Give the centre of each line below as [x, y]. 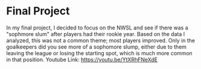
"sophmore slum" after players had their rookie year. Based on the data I [95, 34]
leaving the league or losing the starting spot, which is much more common [100, 53]
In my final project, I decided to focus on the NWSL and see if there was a [97, 28]
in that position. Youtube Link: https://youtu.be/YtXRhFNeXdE [82, 59]
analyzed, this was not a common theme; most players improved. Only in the [100, 40]
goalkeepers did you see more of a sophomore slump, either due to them [97, 47]
